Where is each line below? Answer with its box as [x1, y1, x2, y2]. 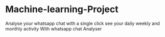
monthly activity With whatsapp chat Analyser [5, 25, 102, 31]
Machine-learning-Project [5, 4, 119, 15]
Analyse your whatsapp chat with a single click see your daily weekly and [5, 20, 160, 26]
